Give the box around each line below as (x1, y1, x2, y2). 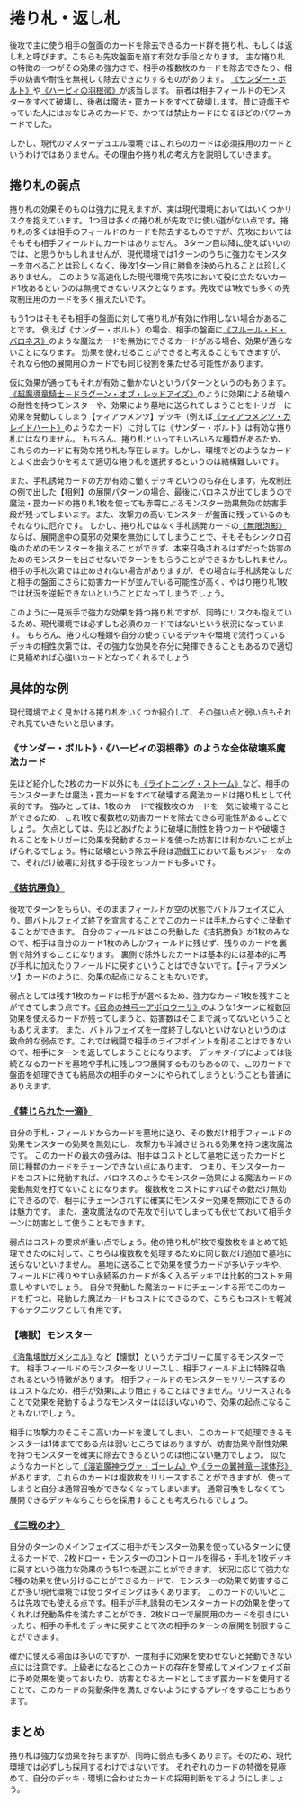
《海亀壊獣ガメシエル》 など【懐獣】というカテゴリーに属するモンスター (9, 1351, 277, 1361)
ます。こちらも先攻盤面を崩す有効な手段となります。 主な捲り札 (48, 50, 286, 61)
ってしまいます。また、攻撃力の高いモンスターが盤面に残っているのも (32, 508, 291, 519)
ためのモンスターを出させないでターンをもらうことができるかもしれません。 (9, 553, 292, 564)
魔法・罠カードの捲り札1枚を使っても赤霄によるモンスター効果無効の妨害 (9, 497, 280, 508)
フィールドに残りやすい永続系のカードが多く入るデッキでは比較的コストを (9, 1270, 285, 1281)
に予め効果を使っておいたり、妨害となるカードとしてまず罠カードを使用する (9, 1673, 291, 1684)
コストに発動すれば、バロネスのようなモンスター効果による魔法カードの (24, 1172, 293, 1183)
